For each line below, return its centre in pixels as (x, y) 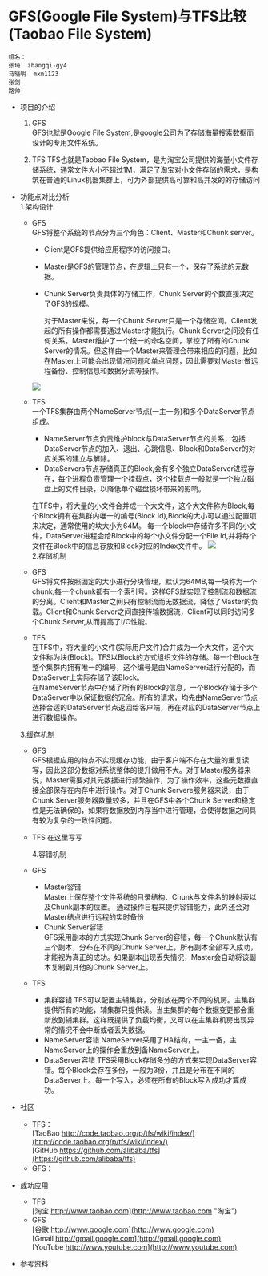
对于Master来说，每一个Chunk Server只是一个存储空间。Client (147, 320)
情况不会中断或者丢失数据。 (104, 1030)
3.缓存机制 (37, 734)
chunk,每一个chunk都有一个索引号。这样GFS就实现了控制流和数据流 (144, 591)
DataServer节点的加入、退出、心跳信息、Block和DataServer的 (146, 448)
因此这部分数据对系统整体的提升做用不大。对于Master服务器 (145, 770)
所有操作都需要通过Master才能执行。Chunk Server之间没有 (155, 331)
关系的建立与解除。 (82, 458)
